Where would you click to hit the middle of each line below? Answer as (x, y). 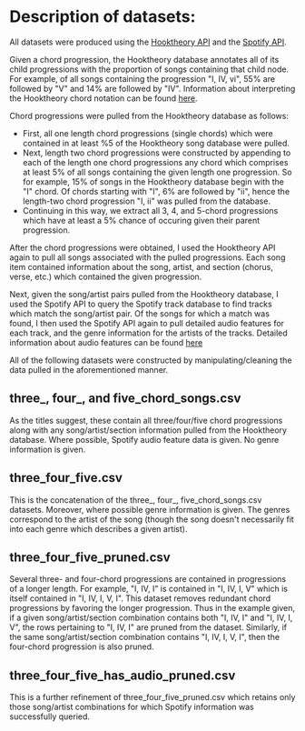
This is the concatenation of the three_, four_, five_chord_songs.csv (136, 500)
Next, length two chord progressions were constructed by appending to (157, 153)
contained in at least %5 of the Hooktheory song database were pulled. (156, 143)
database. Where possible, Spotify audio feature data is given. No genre (144, 439)
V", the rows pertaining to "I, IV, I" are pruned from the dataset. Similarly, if (148, 627)
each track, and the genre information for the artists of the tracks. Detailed (148, 333)
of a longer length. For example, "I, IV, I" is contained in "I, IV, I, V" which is (149, 589)
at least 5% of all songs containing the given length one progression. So (157, 172)
